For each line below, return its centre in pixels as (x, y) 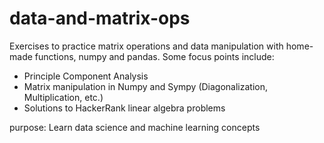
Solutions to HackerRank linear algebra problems (124, 108)
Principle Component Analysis (86, 76)
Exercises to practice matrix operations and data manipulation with (146, 46)
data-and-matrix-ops (100, 18)
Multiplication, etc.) (63, 97)
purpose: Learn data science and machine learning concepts (135, 127)
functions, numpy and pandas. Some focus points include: (154, 56)
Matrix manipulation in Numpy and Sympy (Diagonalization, (146, 86)
